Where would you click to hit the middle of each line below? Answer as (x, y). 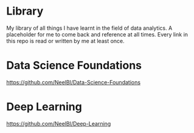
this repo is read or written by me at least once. (65, 41)
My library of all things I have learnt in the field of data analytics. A (89, 28)
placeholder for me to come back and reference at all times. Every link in (97, 34)
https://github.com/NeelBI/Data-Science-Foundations (74, 82)
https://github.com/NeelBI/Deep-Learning (59, 123)
